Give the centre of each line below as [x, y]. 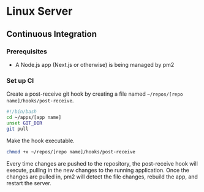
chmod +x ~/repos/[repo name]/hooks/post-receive [71, 152]
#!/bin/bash [21, 112]
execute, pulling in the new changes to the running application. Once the [98, 170]
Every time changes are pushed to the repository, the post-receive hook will [102, 163]
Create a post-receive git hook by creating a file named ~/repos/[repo [95, 94]
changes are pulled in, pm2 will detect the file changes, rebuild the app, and [102, 177]
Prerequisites [27, 52]
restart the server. [29, 183]
